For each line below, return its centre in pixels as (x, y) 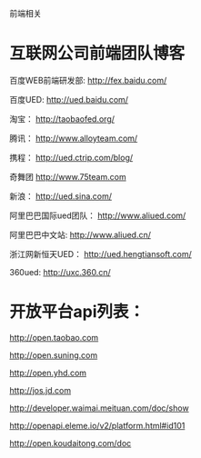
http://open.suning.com (54, 355)
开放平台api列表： (77, 312)
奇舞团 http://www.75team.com (68, 176)
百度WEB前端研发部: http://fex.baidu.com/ (88, 80)
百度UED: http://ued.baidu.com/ (69, 99)
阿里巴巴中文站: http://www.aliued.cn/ (80, 234)
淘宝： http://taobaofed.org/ (62, 119)
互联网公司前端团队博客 (97, 54)
